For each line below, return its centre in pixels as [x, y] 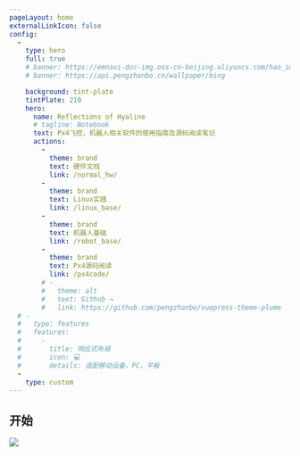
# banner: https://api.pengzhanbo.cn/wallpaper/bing [125, 76]
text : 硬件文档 [75, 166]
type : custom [50, 382]
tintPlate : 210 [54, 100]
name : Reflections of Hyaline [89, 117]
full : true [46, 59]
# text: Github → [78, 299]
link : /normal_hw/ [83, 175]
